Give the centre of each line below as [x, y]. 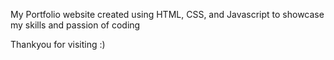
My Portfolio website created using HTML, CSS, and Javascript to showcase [167, 14]
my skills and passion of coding [75, 25]
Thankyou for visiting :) [58, 44]
